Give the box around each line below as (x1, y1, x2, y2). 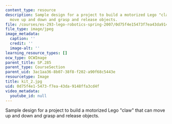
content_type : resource (5, 7, 56, 13)
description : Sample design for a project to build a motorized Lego (5, 12, 157, 17)
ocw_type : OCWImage (5, 55, 47, 60)
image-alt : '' (10, 46, 40, 51)
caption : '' (10, 36, 36, 42)
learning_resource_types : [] (5, 50, 68, 55)
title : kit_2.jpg (5, 79, 42, 84)
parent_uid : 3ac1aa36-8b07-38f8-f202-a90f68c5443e (5, 70, 116, 75)
